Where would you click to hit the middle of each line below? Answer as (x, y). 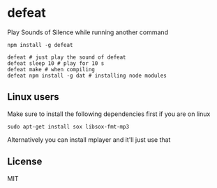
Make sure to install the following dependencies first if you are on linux (109, 114)
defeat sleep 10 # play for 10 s (56, 63)
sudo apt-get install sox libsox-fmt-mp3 (68, 126)
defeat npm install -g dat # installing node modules (87, 75)
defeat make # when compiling (51, 69)
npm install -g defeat (40, 45)
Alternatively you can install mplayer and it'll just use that (89, 139)
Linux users (33, 97)
